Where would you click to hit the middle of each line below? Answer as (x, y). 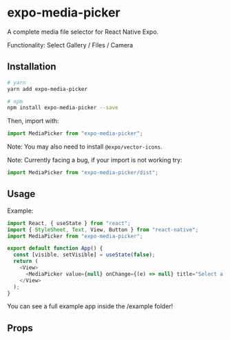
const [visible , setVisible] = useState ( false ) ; (84, 255)
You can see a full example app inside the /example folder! (90, 306)
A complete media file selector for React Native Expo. (83, 32)
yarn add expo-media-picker (48, 89)
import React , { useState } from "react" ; (69, 223)
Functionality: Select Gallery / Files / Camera (70, 45)
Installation (32, 67)
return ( (26, 262)
